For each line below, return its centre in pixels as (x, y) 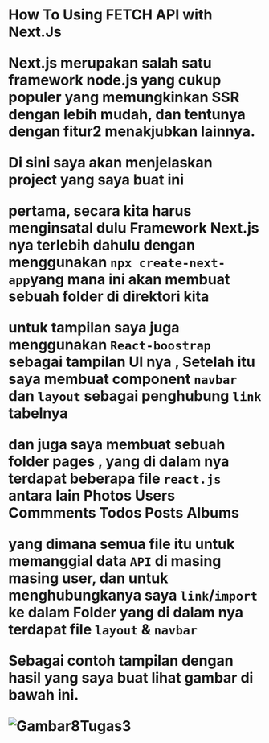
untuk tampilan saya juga (94, 328)
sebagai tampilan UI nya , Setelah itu (132, 362)
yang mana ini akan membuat (130, 280)
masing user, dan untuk (88, 578)
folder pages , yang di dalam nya (119, 462)
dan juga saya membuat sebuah (117, 445)
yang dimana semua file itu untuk (122, 544)
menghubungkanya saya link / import (133, 595)
